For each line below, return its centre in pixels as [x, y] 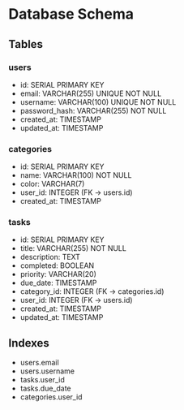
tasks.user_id [42, 380]
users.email [39, 363]
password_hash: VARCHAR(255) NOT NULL [93, 110]
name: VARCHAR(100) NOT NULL [76, 175]
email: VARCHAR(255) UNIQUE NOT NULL [91, 93]
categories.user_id [51, 397]
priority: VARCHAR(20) [58, 274]
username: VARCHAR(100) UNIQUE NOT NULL [98, 101]
